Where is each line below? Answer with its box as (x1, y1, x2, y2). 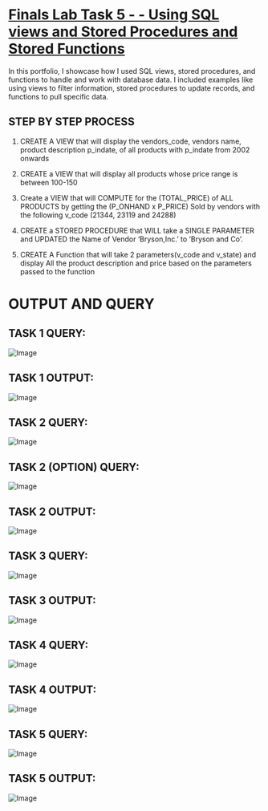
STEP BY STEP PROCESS (8, 115, 135, 129)
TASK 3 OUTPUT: (8, 594, 96, 607)
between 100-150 (19, 177, 78, 187)
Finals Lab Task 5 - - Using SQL (8, 6, 220, 24)
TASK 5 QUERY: (8, 728, 88, 741)
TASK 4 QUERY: (8, 639, 89, 652)
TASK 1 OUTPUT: (8, 371, 95, 385)
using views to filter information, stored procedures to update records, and (8, 83, 255, 93)
